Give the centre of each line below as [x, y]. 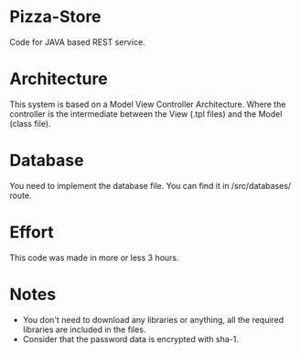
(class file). [31, 123]
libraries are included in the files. [84, 329]
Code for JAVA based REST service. [77, 42]
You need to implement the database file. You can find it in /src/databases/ [150, 185]
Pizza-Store [56, 17]
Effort [32, 232]
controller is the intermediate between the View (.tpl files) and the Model [146, 114]
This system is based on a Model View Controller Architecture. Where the [148, 104]
